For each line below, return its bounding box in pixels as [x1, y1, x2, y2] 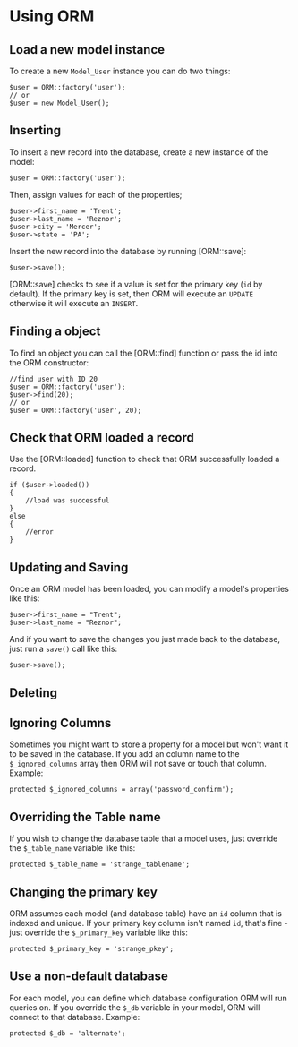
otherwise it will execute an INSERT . [9, 297, 139, 308]
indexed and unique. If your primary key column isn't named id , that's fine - [9, 918, 288, 929]
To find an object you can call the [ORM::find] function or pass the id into [9, 348, 278, 358]
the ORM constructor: [9, 356, 89, 368]
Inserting [9, 123, 61, 138]
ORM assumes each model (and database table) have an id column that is [9, 908, 282, 919]
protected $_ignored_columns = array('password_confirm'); [9, 785, 234, 794]
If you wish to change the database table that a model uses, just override [9, 833, 278, 844]
